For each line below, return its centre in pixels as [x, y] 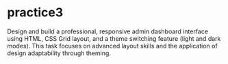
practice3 [35, 13]
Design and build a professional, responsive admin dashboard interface [108, 31]
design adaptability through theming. [59, 53]
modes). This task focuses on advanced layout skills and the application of [112, 46]
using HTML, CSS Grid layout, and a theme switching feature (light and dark [114, 38]
